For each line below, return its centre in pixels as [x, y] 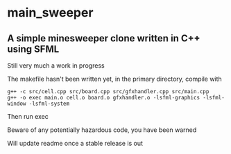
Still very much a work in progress [56, 66]
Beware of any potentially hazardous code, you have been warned [102, 130]
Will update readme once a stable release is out [75, 143]
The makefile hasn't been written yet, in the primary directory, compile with [114, 79]
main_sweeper [50, 13]
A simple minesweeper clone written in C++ [104, 38]
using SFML [33, 49]
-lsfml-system [49, 104]
